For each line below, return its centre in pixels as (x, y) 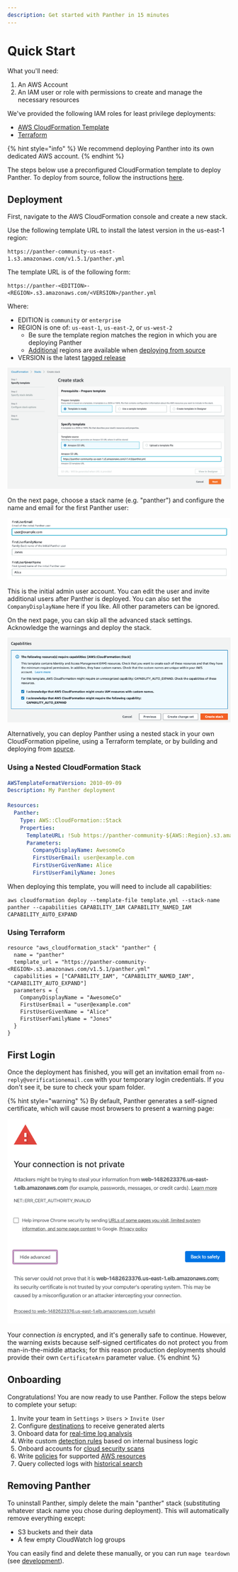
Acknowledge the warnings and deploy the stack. (80, 628)
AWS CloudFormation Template (63, 127)
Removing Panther (49, 1486)
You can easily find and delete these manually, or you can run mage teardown (119, 1553)
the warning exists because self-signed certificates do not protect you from (118, 1342)
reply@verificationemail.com (50, 1080)
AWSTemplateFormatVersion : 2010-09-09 (64, 783)
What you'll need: (33, 70)
